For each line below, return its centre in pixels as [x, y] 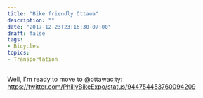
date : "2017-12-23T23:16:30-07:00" [59, 27]
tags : [15, 40]
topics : [19, 53]
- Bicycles [23, 46]
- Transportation [33, 59]
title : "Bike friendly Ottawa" [53, 14]
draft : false [26, 33]
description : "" [31, 20]
